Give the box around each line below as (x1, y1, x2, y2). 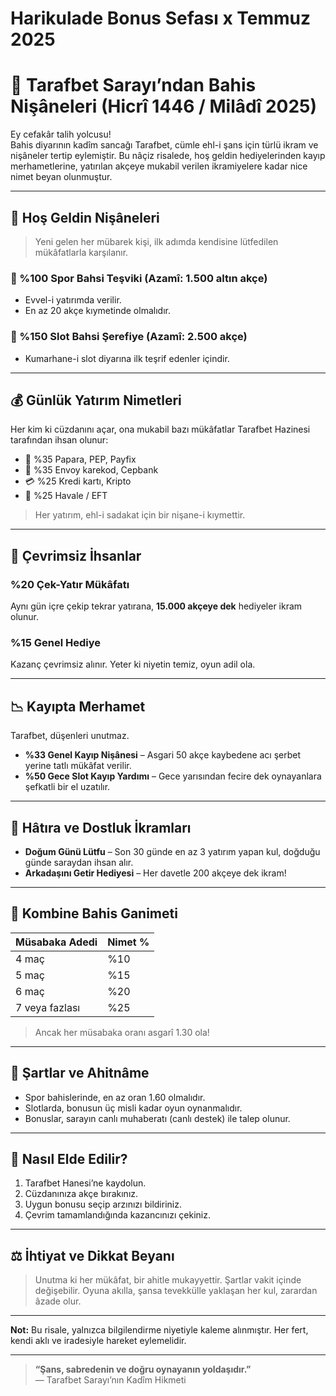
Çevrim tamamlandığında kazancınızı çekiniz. (24, 1209, 211, 1221)
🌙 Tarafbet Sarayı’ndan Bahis (10, 74, 257, 97)
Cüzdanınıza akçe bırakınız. (24, 1188, 139, 1200)
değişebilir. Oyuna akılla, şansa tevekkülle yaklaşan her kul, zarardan (34, 1285, 318, 1297)
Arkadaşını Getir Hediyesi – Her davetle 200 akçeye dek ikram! (24, 867, 287, 879)
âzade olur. (34, 1295, 82, 1307)
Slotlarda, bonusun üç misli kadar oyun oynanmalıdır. (24, 1102, 243, 1114)
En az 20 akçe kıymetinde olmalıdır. (24, 305, 171, 317)
